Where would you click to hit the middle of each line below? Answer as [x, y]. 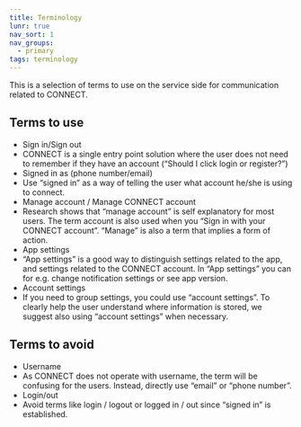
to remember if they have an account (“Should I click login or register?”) [155, 164]
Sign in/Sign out [52, 144]
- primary [35, 51]
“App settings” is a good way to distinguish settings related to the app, [152, 259]
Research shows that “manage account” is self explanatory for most [148, 211]
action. [35, 240]
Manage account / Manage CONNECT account [109, 201]
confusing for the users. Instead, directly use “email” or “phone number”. [157, 385]
